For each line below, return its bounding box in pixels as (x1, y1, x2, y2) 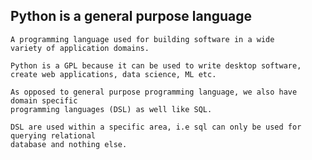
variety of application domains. (10, 43, 150, 53)
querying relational (10, 130, 97, 141)
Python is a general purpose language (10, 8, 253, 25)
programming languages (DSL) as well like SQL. (10, 104, 213, 114)
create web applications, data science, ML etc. (10, 69, 217, 79)
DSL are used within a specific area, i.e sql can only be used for (10, 122, 302, 132)
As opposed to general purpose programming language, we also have (10, 87, 298, 97)
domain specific (10, 95, 78, 106)
